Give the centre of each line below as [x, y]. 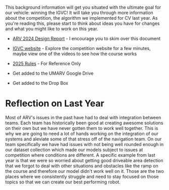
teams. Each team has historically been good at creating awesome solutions [84, 123]
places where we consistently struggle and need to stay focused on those [82, 176]
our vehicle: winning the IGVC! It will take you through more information [79, 13]
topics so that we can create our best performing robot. [63, 182]
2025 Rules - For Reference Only [47, 63]
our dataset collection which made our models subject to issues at [74, 150]
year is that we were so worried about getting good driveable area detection [84, 160]
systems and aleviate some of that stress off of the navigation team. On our [83, 139]
